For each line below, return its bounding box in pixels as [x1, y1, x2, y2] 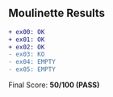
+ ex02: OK [8, 43, 45, 51]
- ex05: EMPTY [8, 65, 56, 74]
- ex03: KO [8, 50, 45, 59]
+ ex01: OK [8, 36, 45, 44]
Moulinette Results [8, 6, 106, 20]
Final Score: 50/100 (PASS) [8, 80, 100, 90]
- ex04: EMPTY [8, 58, 56, 66]
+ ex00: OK [8, 27, 45, 36]
